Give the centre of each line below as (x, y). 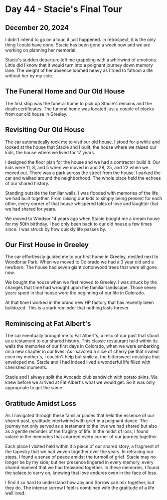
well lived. (15, 493)
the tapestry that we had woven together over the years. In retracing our (79, 452)
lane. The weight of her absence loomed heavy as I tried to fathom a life (79, 70)
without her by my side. (29, 76)
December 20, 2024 (37, 28)
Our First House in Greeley (47, 245)
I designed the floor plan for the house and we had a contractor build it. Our (83, 162)
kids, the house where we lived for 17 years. (50, 152)
